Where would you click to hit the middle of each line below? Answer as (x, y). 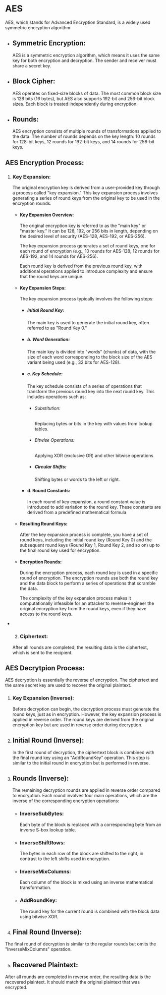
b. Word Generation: (49, 340)
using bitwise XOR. (39, 916)
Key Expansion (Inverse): (43, 698)
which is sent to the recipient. (42, 652)
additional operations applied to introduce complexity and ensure (86, 271)
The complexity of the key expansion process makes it (75, 598)
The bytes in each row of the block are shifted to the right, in (82, 853)
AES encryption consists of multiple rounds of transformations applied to (86, 131)
